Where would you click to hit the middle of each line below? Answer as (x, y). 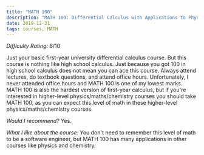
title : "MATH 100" (29, 12)
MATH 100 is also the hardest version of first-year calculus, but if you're (96, 90)
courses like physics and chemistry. (51, 145)
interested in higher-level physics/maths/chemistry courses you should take (101, 96)
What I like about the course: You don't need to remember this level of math (101, 133)
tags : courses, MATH (32, 29)
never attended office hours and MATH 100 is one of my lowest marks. (94, 84)
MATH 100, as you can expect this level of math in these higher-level (92, 103)
